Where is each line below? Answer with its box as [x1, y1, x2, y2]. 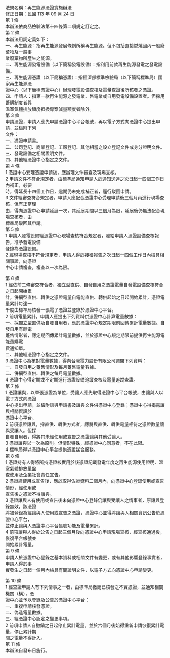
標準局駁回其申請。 [5, 220, 46, 226]
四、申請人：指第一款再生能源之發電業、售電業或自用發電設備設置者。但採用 [5, 93, 165, 99]
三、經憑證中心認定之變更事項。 [5, 616, 72, 621]
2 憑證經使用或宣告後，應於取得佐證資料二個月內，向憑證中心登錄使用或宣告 [5, 478, 164, 484]
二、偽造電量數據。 [5, 609, 46, 615]
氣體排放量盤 [9, 466, 36, 471]
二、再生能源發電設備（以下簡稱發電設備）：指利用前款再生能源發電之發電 [5, 61, 158, 67]
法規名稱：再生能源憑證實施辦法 [5, 5, 72, 10]
